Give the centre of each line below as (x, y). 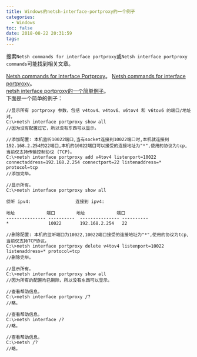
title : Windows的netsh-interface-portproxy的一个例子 (71, 11)
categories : (21, 17)
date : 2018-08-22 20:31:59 (39, 34)
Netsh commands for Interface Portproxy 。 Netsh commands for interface (96, 76)
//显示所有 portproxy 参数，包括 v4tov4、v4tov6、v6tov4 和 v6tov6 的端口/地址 (98, 111)
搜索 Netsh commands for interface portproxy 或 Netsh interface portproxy (97, 56)
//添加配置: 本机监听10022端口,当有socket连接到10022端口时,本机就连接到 (88, 139)
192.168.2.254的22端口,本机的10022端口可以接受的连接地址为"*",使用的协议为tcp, (97, 146)
